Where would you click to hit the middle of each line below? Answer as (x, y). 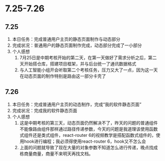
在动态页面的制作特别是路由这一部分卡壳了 (63, 76)
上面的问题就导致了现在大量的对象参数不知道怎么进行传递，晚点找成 (89, 147)
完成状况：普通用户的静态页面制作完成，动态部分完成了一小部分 (77, 45)
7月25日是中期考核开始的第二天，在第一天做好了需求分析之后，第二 (88, 58)
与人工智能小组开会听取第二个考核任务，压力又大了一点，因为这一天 (89, 70)
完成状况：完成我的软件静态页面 (45, 110)
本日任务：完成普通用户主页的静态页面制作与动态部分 (66, 39)
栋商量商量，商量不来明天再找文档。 (56, 154)
